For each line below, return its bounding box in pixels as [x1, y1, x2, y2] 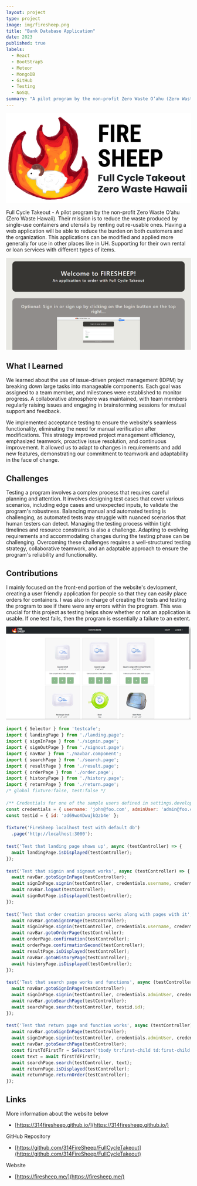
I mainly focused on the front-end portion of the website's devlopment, [6, 584, 178, 591]
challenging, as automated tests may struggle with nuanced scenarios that [6, 514, 186, 521]
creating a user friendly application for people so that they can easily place [6, 589, 187, 597]
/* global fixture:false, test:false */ [6, 788, 107, 794]
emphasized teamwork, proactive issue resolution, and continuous [6, 438, 167, 445]
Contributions [6, 568, 58, 578]
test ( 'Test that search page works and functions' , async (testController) [6, 979, 195, 986]
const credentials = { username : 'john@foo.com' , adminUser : [6, 806, 159, 812]
